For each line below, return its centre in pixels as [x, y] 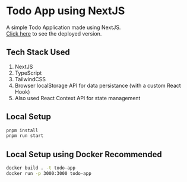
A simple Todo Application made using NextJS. [64, 27]
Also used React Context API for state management [77, 98]
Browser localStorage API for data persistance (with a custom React [98, 85]
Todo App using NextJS [66, 11]
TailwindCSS [30, 79]
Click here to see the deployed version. [54, 33]
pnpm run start [25, 136]
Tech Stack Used [38, 52]
